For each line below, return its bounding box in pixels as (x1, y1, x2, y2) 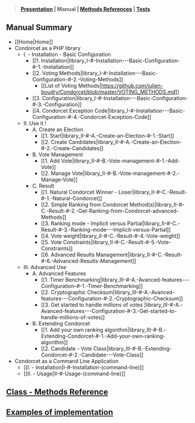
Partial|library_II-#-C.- (127, 220, 180, 227)
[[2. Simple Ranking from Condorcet (41, 201, 129, 208)
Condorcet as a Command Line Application (14, 357, 119, 365)
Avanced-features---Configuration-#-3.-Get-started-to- (41, 307, 177, 315)
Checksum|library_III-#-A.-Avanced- (87, 289, 175, 296)
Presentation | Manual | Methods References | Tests (20, 6, 150, 12)
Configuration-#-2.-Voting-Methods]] (32, 75, 123, 82)
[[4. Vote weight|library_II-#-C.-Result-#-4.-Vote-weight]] (41, 232, 180, 239)
